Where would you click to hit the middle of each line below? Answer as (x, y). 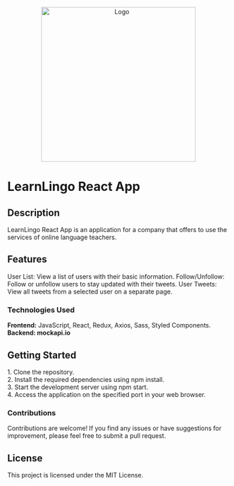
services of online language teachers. (62, 237)
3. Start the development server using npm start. (78, 387)
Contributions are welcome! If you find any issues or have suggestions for (115, 428)
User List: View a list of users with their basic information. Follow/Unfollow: (116, 276)
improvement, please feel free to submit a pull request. (87, 436)
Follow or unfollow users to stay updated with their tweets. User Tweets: (112, 284)
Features (27, 259)
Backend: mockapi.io (39, 333)
